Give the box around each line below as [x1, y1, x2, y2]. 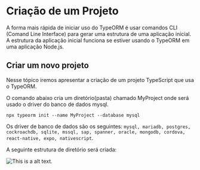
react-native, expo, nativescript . [6, 134, 94, 141]
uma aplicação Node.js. [6, 43, 64, 50]
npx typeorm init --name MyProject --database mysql [6, 112, 140, 118]
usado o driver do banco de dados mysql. [6, 101, 109, 108]
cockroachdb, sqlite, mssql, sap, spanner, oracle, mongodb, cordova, [6, 129, 186, 135]
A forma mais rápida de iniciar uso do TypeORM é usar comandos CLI [6, 24, 178, 31]
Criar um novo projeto [6, 60, 90, 71]
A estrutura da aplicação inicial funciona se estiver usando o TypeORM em [6, 37, 190, 44]
